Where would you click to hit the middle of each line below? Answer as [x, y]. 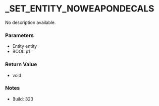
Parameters [19, 35]
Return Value [21, 64]
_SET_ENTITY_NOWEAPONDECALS [80, 9]
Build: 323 [23, 99]
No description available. [30, 22]
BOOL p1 [21, 52]
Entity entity [25, 46]
